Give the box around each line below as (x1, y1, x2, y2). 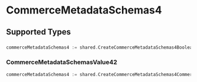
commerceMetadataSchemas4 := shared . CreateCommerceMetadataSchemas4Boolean (6, 45, 195, 50)
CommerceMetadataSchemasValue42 (6, 58, 117, 66)
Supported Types (6, 27, 72, 37)
